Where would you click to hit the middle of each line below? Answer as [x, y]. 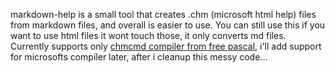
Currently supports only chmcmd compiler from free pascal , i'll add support [166, 46]
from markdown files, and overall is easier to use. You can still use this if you [168, 25]
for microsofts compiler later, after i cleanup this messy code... [139, 57]
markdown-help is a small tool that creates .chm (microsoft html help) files [163, 14]
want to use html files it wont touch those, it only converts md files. [148, 35]
